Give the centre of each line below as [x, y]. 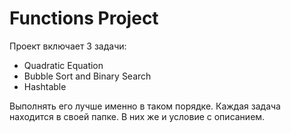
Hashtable [45, 86]
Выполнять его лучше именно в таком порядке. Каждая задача [145, 106]
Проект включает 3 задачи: [68, 46]
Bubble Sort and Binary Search [87, 76]
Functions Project [84, 18]
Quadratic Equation [63, 65]
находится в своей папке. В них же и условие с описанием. [137, 116]
